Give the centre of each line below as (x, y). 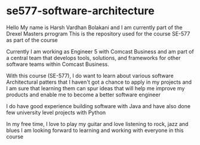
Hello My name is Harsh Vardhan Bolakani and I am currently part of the (94, 27)
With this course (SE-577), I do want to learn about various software (90, 75)
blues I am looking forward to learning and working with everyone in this (95, 130)
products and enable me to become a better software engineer (84, 94)
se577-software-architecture (80, 11)
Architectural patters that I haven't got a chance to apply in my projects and (99, 82)
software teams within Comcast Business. (58, 64)
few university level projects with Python (56, 112)
